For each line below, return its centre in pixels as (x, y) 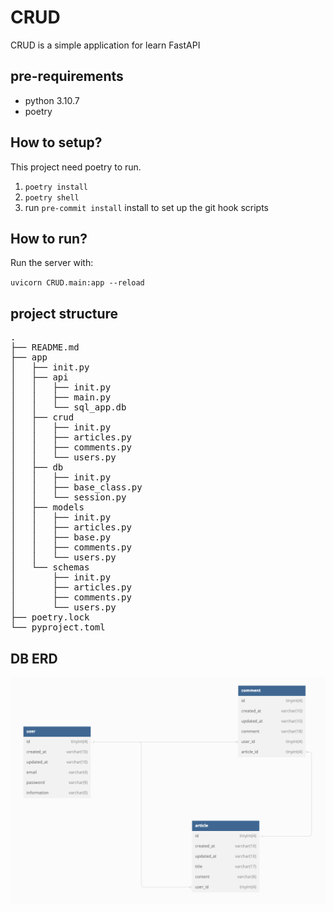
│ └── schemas (50, 567)
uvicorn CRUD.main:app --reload (77, 283)
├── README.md (45, 347)
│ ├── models (47, 507)
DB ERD (34, 658)
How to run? (49, 238)
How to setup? (56, 142)
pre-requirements (67, 76)
